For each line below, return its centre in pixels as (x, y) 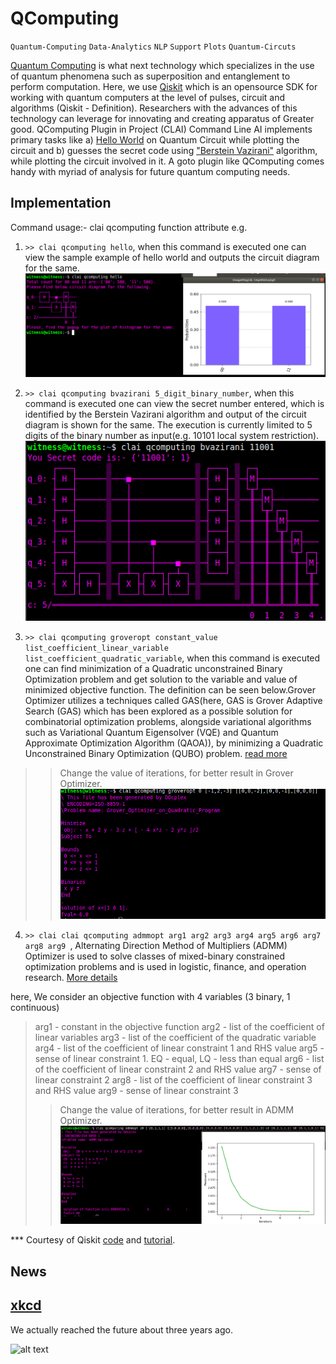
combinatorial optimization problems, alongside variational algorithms (168, 721)
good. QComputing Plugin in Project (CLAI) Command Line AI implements (161, 129)
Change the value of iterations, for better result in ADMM (177, 1109)
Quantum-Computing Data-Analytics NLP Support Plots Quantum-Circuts (153, 47)
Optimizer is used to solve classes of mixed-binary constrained (155, 956)
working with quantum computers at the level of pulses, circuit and (148, 97)
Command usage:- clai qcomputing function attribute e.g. (129, 227)
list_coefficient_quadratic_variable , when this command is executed (172, 658)
